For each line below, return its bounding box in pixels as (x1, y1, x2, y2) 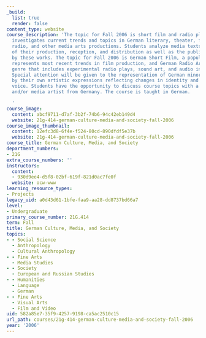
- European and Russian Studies (12, 271, 95, 277)
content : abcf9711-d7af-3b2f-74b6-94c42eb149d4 (12, 111, 136, 117)
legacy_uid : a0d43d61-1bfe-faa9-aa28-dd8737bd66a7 (6, 197, 139, 203)
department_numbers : (6, 145, 59, 152)
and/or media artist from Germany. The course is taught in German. (12, 89, 191, 95)
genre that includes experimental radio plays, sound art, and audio (12, 66, 193, 72)
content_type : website (6, 26, 64, 33)
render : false (12, 20, 48, 26)
